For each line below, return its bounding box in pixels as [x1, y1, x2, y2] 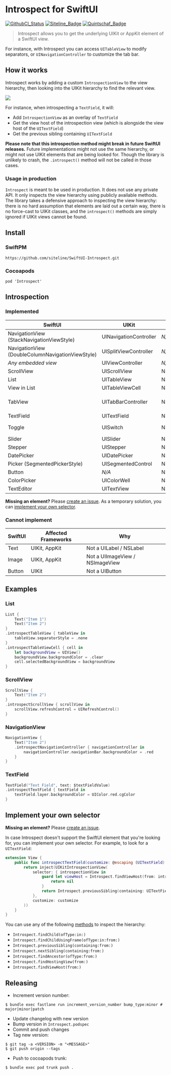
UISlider [101, 435, 121, 442]
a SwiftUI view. [17, 36, 49, 42]
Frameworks [40, 536, 72, 543]
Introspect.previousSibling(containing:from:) [12, 943, 113, 948]
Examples [5, 585, 37, 594]
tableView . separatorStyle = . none [14, 636, 88, 641]
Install [5, 228, 25, 237]
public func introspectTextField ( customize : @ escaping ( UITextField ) [14, 860, 165, 865]
